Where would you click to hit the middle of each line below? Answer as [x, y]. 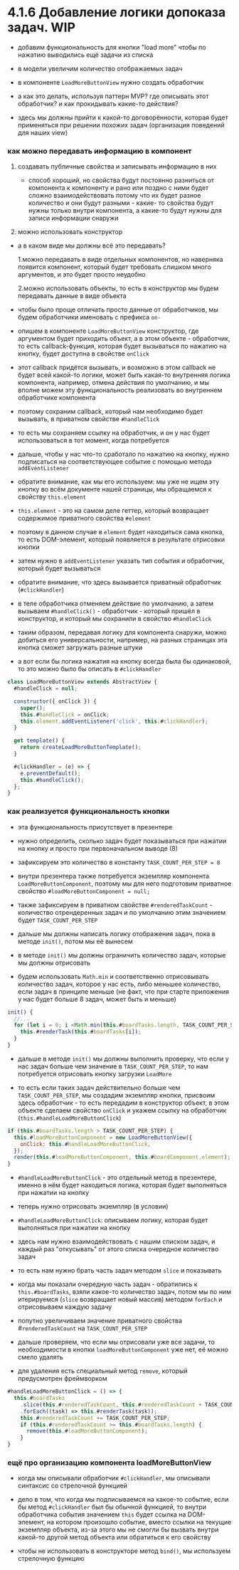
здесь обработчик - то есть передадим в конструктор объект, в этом [123, 1103]
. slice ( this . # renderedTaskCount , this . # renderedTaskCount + [111, 1405]
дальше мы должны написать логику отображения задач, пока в [116, 933]
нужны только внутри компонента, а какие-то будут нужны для [125, 211]
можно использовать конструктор [70, 232]
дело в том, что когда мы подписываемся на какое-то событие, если [123, 1500]
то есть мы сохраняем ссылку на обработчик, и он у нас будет [113, 433]
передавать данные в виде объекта [72, 296]
